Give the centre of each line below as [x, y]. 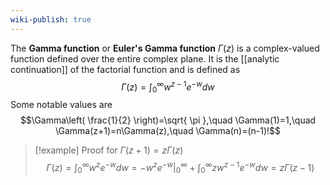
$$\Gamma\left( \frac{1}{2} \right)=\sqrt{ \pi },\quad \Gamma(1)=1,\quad [168, 120]
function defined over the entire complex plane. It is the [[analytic [145, 58]
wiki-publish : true [51, 19]
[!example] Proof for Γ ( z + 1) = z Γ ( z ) [109, 150]
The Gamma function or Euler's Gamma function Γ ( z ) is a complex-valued [165, 48]
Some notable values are [61, 105]
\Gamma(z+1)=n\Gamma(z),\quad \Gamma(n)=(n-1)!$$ [168, 131]
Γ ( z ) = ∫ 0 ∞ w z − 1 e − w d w [168, 87]
